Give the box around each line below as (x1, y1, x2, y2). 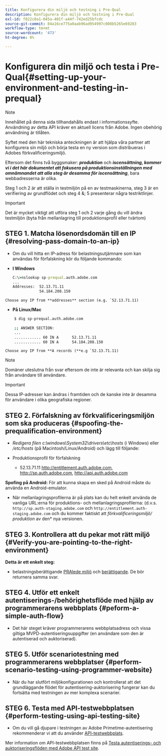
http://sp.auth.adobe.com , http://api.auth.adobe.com (19, 470, 128, 476)
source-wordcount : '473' (5, 30, 57, 35)
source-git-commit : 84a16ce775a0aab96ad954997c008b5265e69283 (5, 21, 137, 26)
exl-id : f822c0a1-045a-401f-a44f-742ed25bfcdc (5, 16, 103, 21)
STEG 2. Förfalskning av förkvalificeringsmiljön (5, 411, 155, 419)
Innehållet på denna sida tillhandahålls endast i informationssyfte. (5, 119, 139, 125)
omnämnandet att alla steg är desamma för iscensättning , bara (5, 170, 140, 176)
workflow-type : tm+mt (5, 26, 50, 31)
